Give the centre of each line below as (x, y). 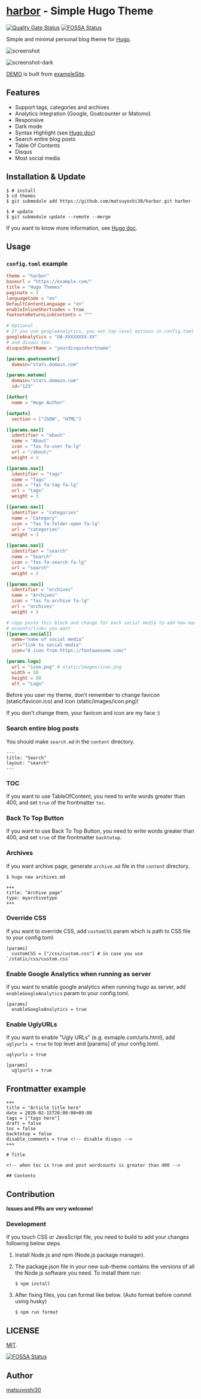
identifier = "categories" (45, 513)
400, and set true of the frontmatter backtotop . (64, 837)
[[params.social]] (29, 634)
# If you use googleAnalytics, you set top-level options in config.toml (100, 331)
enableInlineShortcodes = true (45, 309)
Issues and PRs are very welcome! (50, 1209)
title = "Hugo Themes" (34, 287)
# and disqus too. (29, 342)
